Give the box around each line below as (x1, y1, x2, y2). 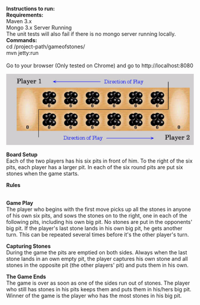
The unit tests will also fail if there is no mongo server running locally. (6, 30, 176, 38)
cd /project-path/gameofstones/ (6, 43, 85, 50)
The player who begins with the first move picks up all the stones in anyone (6, 206, 192, 213)
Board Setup (6, 151, 37, 158)
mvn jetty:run (6, 49, 39, 56)
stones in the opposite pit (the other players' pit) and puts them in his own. (6, 262, 189, 269)
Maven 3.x (6, 18, 32, 24)
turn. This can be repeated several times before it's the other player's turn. (6, 231, 189, 238)
